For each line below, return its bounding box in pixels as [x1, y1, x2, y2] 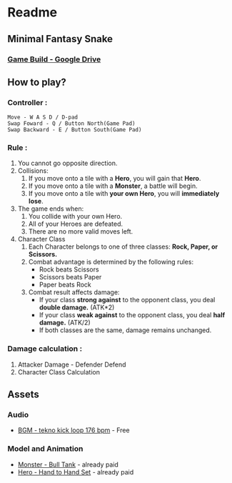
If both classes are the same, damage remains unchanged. [39, 326, 212, 334]
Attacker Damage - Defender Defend [17, 360, 126, 369]
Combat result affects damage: [28, 288, 120, 297]
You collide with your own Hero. [28, 212, 123, 221]
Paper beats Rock [39, 280, 91, 289]
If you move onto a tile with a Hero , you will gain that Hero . [28, 174, 201, 183]
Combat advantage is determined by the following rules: [28, 258, 194, 267]
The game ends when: [17, 204, 84, 213]
